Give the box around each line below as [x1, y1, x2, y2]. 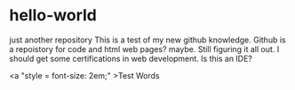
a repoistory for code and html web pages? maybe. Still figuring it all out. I [9, 43, 280, 54]
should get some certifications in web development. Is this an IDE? [9, 53, 253, 64]
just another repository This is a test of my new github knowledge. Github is [9, 34, 286, 45]
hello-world [9, 5, 98, 26]
